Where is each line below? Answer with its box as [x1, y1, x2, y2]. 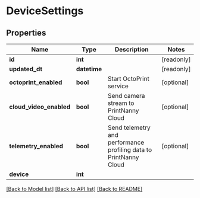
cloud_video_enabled [9, 103, 71, 111]
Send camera [107, 92, 145, 100]
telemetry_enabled [9, 142, 64, 150]
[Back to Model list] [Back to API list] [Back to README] [6, 186, 143, 192]
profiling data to [107, 146, 152, 154]
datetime [76, 65, 102, 73]
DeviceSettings [6, 4, 84, 18]
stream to [107, 99, 135, 107]
